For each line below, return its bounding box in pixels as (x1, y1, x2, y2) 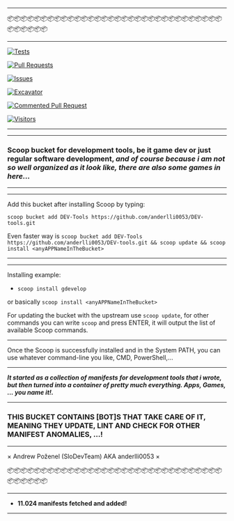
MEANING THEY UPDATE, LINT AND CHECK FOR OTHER (7, 421, 201, 430)
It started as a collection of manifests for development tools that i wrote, (7, 373, 222, 382)
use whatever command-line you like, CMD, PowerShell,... (7, 353, 173, 362)
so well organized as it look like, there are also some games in (7, 162, 221, 172)
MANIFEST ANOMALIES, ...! (7, 430, 103, 440)
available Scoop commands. (7, 326, 88, 334)
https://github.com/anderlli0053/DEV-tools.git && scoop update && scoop (7, 240, 226, 247)
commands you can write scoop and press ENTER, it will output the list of (7, 318, 216, 327)
